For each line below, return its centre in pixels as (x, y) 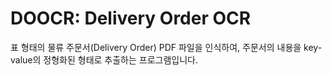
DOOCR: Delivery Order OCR (131, 18)
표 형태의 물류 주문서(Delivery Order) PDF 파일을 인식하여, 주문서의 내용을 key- (166, 47)
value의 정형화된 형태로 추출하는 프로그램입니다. (104, 59)
